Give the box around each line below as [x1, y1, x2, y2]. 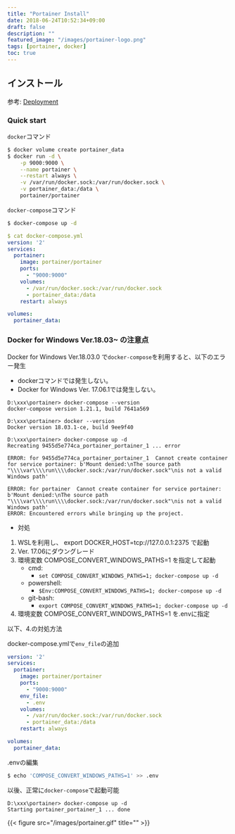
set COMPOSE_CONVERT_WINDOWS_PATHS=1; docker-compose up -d [38, 572, 219, 579]
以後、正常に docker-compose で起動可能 [7, 785, 120, 794]
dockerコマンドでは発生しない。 [17, 376, 113, 384]
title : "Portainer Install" [7, 10, 90, 18]
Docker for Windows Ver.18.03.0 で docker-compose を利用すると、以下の [7, 353, 213, 361]
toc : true [7, 50, 37, 57]
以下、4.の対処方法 [7, 624, 63, 633]
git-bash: [27, 593, 55, 602]
